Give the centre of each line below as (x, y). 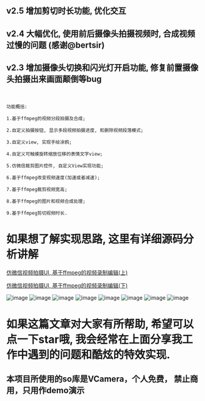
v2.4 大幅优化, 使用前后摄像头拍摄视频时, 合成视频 (101, 33)
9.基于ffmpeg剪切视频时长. (37, 213)
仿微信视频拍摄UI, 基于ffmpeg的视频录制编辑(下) (67, 285)
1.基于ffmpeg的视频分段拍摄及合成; (46, 118)
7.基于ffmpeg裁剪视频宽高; (37, 189)
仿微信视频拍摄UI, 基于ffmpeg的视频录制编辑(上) (67, 272)
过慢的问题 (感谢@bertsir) (56, 45)
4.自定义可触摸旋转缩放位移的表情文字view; (55, 154)
